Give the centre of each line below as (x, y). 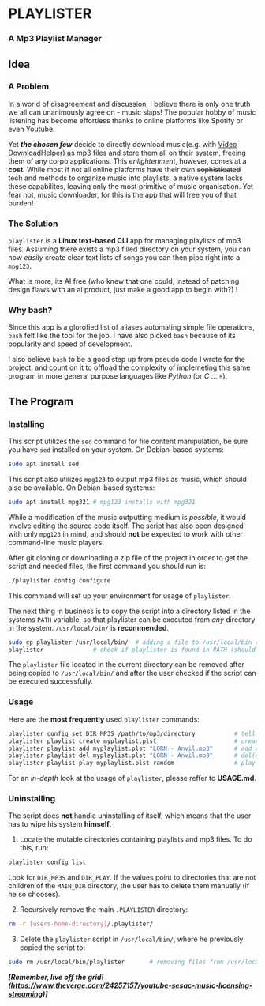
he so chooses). (34, 895)
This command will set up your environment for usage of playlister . (119, 595)
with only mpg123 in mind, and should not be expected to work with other (125, 533)
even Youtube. (32, 129)
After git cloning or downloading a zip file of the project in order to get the (128, 557)
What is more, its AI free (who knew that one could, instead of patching (124, 281)
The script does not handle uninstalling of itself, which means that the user (130, 816)
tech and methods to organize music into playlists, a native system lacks (125, 178)
